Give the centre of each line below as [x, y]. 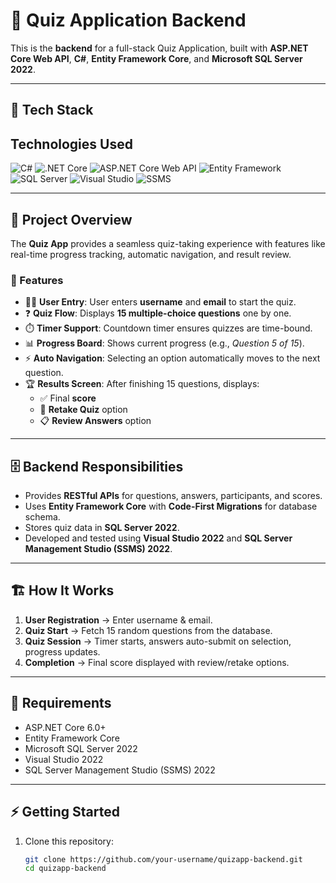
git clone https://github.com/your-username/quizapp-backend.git [163, 859]
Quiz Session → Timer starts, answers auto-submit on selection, [158, 641]
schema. [42, 517]
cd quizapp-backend [65, 869]
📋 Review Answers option [95, 421]
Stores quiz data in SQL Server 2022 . [102, 528]
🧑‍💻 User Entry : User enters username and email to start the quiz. [160, 302]
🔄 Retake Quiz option [83, 410]
